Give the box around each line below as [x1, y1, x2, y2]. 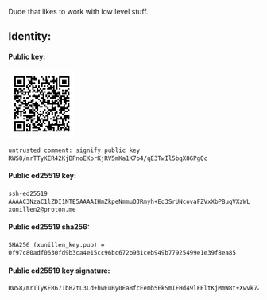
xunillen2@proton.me [8, 205, 77, 213]
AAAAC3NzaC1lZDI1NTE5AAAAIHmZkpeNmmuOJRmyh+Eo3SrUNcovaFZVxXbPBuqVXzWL [8, 197, 250, 205]
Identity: [8, 29, 52, 43]
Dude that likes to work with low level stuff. [8, 7, 149, 16]
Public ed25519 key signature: [8, 266, 110, 275]
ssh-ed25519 [8, 189, 48, 197]
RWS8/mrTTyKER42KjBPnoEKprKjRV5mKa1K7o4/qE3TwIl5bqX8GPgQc [8, 154, 208, 162]
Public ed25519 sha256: [8, 222, 90, 232]
